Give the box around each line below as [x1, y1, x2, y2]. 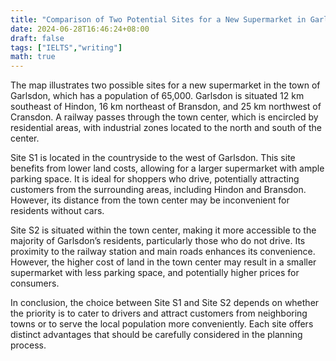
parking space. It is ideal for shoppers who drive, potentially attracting [10, 173, 300, 185]
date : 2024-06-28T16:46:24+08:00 [10, 24, 150, 34]
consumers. [10, 277, 60, 290]
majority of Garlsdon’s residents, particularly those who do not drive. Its [10, 235, 306, 247]
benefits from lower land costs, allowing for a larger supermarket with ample [10, 162, 325, 175]
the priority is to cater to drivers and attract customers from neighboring [10, 307, 308, 320]
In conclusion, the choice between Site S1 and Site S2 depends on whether [10, 297, 320, 309]
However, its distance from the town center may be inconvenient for [10, 194, 290, 206]
